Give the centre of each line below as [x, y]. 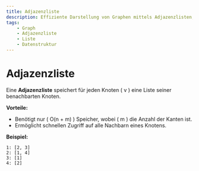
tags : [13, 22]
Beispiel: [17, 137]
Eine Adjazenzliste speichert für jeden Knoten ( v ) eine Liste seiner [89, 90]
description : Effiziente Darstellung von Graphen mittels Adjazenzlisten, [100, 17]
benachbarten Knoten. [33, 96]
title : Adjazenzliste [33, 11]
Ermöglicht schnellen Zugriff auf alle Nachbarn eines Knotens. [91, 125]
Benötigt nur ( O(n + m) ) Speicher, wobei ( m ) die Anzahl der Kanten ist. [103, 119]
